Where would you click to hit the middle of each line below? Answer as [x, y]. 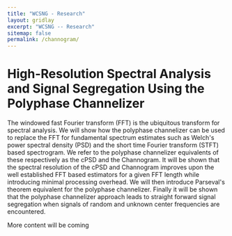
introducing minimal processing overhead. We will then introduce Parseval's [116, 182]
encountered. [26, 212]
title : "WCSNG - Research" [46, 14]
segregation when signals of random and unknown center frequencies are [114, 204]
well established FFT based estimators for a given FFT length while [103, 175]
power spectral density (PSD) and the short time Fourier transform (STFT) [113, 145]
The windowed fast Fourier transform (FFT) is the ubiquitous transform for [114, 123]
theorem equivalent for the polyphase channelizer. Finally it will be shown [113, 189]
